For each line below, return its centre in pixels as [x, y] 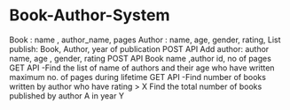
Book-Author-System [90, 15]
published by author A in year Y [67, 95]
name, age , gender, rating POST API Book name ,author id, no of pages [141, 58]
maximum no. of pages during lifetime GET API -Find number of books [137, 77]
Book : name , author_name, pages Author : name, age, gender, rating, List [145, 40]
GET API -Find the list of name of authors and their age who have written [142, 68]
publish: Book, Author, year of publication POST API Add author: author [139, 48]
